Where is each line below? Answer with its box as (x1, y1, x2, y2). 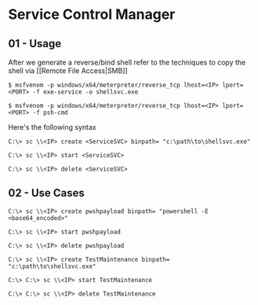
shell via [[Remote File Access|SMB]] (8, 66, 128, 75)
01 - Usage (8, 37, 62, 50)
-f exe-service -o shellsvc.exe (32, 88, 139, 96)
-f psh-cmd (32, 108, 68, 116)
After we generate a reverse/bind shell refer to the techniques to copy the (8, 57, 246, 67)
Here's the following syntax (8, 123, 96, 131)
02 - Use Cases (8, 186, 85, 200)
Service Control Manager (8, 6, 176, 24)
